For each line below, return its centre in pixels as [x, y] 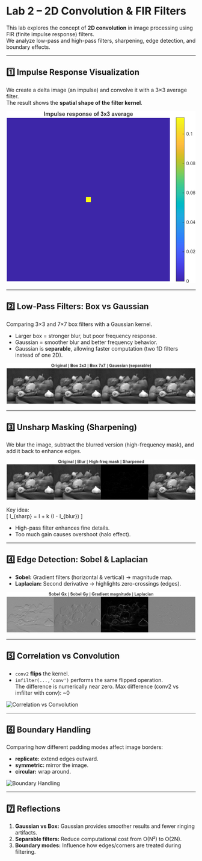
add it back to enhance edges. [44, 451]
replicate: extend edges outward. [57, 759]
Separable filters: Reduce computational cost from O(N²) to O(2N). [98, 839]
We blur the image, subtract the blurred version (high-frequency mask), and [100, 445]
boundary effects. [28, 47]
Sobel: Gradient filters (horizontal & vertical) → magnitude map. [94, 577]
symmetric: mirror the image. [52, 765]
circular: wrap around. [43, 772]
